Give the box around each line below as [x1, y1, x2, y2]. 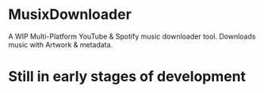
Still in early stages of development [8, 68, 247, 86]
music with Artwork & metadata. [8, 39, 113, 49]
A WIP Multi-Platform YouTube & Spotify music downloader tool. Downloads [8, 32, 256, 41]
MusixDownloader [8, 6, 132, 24]
